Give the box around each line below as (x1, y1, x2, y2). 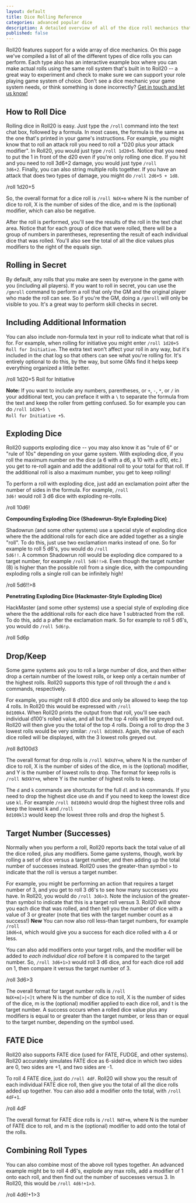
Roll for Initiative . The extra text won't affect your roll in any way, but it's (6, 346, 190, 353)
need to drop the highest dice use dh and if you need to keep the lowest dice (6, 793, 190, 800)
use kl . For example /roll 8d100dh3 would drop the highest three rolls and (6, 799, 185, 806)
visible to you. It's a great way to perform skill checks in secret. (6, 301, 158, 308)
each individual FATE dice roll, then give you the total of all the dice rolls (6, 1081, 178, 1088)
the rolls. (6, 1128, 27, 1135)
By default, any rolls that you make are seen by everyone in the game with (6, 275, 184, 282)
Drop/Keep (6, 651, 47, 661)
